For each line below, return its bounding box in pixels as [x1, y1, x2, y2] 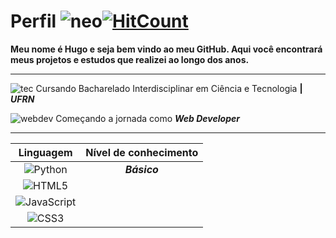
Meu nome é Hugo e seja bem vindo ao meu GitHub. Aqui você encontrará [10, 43, 323, 55]
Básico [124, 162, 159, 176]
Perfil [10, 10, 57, 33]
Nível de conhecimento [85, 145, 199, 159]
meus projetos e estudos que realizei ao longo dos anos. [10, 53, 250, 65]
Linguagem [18, 145, 73, 159]
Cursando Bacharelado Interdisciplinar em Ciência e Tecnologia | [35, 82, 303, 94]
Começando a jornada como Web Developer [55, 112, 240, 124]
